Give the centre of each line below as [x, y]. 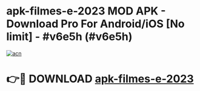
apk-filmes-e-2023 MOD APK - [86, 11]
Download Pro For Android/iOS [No [95, 24]
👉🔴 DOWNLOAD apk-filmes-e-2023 [100, 79]
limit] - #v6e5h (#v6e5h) [69, 37]
